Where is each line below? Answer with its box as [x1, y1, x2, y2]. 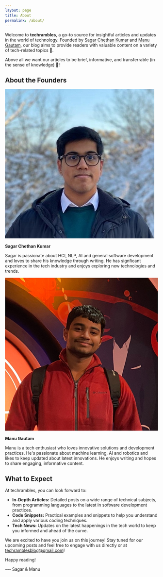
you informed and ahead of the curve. [12, 528, 88, 533]
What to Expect [5, 475, 52, 483]
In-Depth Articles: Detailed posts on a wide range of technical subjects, [12, 497, 157, 502]
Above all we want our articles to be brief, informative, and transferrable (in [5, 57, 155, 63]
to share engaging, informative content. [5, 461, 84, 466]
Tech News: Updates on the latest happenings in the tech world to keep [12, 523, 156, 528]
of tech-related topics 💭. [5, 48, 54, 53]
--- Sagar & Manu [5, 566, 40, 572]
